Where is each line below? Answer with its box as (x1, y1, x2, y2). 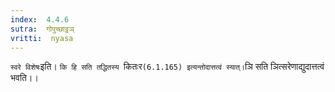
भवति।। (10, 72, 39, 84)
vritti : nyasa (10, 33, 74, 43)
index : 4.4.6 (10, 14, 70, 25)
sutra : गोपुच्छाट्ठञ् (10, 24, 75, 34)
